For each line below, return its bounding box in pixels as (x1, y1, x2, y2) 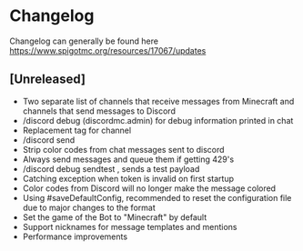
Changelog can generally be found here (9, 35, 159, 46)
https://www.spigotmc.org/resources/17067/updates (9, 45, 207, 55)
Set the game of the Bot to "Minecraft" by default (22, 211, 207, 223)
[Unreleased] (9, 72, 86, 87)
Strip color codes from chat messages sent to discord (22, 144, 225, 155)
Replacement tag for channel (22, 125, 132, 136)
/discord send (22, 134, 76, 146)
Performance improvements (22, 231, 128, 242)
